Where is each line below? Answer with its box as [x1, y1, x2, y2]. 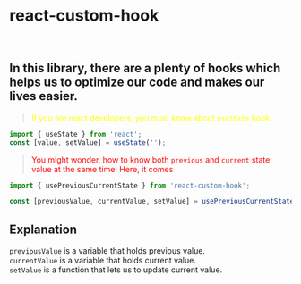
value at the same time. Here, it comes [30, 163, 174, 174]
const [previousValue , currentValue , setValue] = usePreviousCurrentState [9, 197, 295, 206]
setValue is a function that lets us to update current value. [9, 264, 223, 275]
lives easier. [9, 88, 78, 104]
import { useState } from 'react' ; [9, 129, 142, 138]
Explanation [9, 221, 78, 237]
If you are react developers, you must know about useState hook [30, 113, 271, 123]
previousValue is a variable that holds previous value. [9, 246, 206, 256]
